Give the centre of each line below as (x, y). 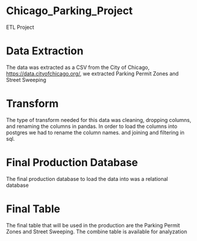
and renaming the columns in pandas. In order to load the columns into (92, 126)
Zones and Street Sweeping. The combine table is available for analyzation (96, 232)
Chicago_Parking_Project (70, 11)
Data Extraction (45, 51)
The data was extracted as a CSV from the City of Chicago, (78, 67)
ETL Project (20, 27)
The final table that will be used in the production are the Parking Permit (93, 225)
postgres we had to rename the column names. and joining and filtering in (95, 132)
